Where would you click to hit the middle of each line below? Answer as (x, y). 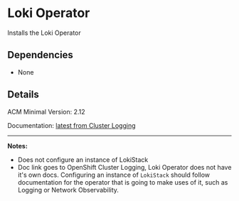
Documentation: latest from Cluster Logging (72, 125)
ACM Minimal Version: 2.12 (46, 112)
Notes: (18, 146)
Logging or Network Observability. (68, 190)
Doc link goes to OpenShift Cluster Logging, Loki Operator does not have (124, 167)
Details (23, 95)
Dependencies (40, 55)
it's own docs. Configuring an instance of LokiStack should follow (114, 175)
